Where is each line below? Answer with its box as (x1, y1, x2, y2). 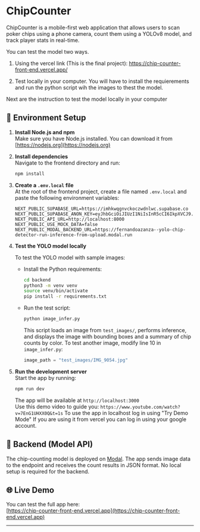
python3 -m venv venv (23, 282, 77, 289)
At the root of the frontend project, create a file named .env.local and (14, 188, 187, 195)
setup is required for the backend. (6, 468, 90, 475)
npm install (14, 171, 45, 177)
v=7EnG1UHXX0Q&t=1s (14, 410, 64, 416)
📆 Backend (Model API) (6, 440, 93, 450)
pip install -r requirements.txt (23, 293, 107, 299)
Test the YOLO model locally (14, 242, 86, 249)
